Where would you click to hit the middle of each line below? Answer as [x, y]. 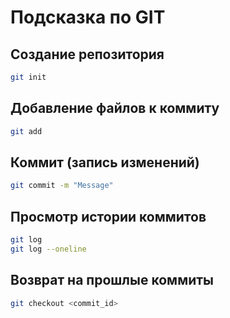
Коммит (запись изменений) [105, 162]
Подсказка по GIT [88, 17]
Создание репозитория [87, 54]
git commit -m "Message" [62, 186]
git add [26, 131]
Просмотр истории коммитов [108, 216]
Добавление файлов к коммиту [115, 108]
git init [28, 77]
